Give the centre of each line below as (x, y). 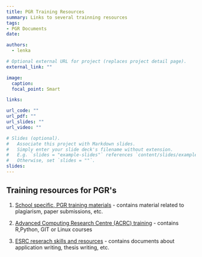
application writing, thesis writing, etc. (62, 247)
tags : (13, 23)
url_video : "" (24, 127)
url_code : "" (23, 111)
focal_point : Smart (36, 89)
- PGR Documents (26, 29)
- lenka (21, 51)
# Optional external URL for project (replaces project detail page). (96, 61)
